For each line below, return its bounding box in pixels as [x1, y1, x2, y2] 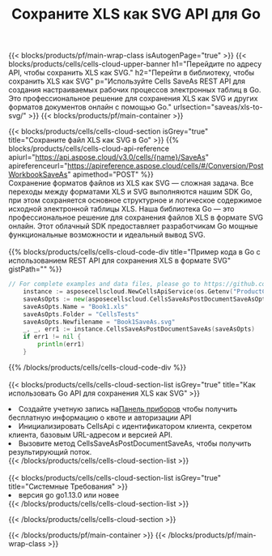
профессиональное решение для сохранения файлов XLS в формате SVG [8, 212, 264, 223]
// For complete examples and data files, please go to [8, 280, 201, 289]
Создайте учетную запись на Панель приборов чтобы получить [19, 404, 237, 413]
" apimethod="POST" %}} [67, 169, 154, 179]
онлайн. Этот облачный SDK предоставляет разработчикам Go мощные [8, 221, 258, 231]
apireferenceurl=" [8, 161, 68, 171]
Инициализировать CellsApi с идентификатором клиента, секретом [19, 421, 253, 430]
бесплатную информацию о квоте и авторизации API [8, 413, 192, 422]
